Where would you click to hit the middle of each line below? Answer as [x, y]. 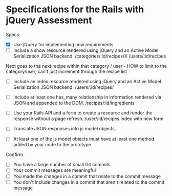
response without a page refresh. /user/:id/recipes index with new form [88, 119]
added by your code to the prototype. [53, 145]
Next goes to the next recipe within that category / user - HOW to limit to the [87, 66]
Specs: [13, 34]
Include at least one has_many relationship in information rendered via [87, 97]
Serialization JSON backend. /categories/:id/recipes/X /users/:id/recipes [90, 56]
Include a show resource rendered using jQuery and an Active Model [86, 50]
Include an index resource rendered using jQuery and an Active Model [87, 82]
